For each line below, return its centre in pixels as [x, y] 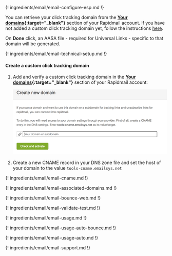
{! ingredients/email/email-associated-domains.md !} [61, 188]
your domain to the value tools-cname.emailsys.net [67, 168]
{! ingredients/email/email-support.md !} [48, 248]
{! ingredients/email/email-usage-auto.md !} [52, 238]
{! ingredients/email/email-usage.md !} [46, 218]
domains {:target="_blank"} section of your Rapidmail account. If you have [85, 23]
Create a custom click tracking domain [47, 65]
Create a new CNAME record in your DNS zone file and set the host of [87, 163]
